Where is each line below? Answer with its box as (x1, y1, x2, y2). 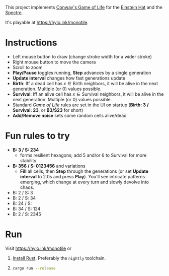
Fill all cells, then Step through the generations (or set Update (20, 168, 149, 174)
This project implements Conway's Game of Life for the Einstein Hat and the (5, 5, 162, 10)
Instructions (5, 37, 57, 48)
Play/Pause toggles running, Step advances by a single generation (12, 70, 151, 76)
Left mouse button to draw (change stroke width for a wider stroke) (12, 53, 152, 59)
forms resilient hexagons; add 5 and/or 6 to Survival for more (20, 152, 147, 158)
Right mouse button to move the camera (12, 59, 96, 65)
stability (20, 157, 37, 163)
